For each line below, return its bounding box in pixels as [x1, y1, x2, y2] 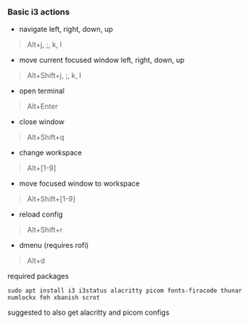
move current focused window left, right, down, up [18, 55, 185, 65]
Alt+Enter [26, 102, 59, 112]
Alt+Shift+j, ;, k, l [26, 71, 82, 80]
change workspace [18, 148, 83, 158]
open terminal [18, 86, 65, 96]
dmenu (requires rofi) [18, 241, 89, 250]
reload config [18, 209, 63, 219]
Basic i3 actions [7, 6, 71, 18]
